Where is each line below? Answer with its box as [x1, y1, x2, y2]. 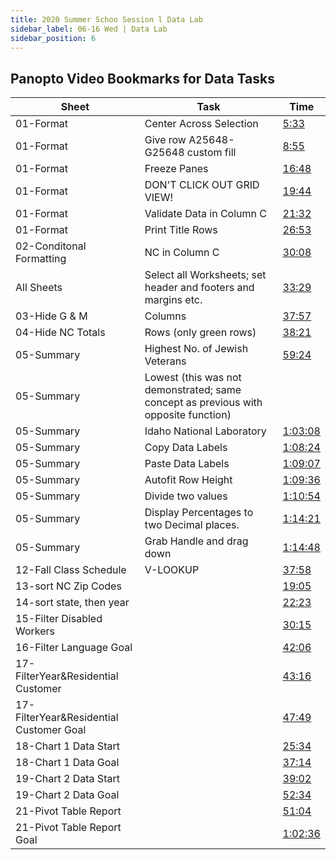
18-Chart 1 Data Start [15, 739, 120, 753]
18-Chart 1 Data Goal [15, 756, 120, 770]
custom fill [186, 146, 237, 160]
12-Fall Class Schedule [15, 563, 127, 577]
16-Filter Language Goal [15, 641, 133, 655]
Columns [144, 309, 187, 323]
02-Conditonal [15, 239, 87, 253]
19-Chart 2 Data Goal [15, 788, 120, 802]
